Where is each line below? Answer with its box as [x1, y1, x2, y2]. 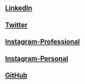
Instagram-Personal [5, 54, 68, 63]
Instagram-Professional [5, 38, 80, 46]
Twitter [5, 21, 28, 29]
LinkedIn [5, 4, 33, 12]
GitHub [5, 71, 28, 80]
